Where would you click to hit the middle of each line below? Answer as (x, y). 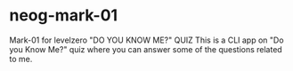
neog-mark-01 (64, 16)
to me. (21, 59)
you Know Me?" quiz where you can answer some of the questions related (146, 49)
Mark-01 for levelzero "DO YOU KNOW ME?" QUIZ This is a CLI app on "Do (146, 40)
